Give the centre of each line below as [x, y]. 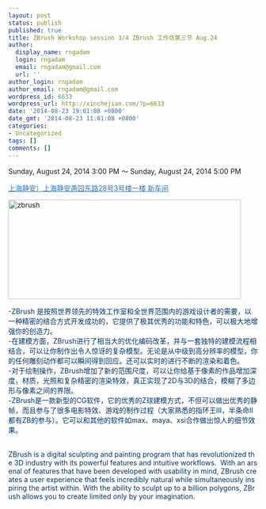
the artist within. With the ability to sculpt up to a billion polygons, [135, 488]
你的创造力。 [36, 331]
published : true [35, 30]
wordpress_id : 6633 [40, 97]
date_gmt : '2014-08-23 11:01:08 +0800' [74, 119]
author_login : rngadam [46, 82]
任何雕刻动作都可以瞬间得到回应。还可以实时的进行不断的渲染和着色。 [129, 361]
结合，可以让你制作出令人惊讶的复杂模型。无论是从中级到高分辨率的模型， [129, 351]
